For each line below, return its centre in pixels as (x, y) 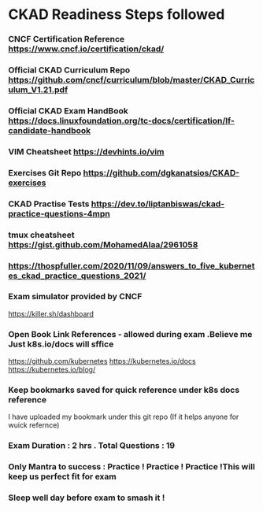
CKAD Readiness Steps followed (117, 15)
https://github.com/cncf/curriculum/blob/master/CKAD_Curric (131, 80)
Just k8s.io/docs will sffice (61, 344)
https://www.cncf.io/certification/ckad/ (86, 49)
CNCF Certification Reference (67, 39)
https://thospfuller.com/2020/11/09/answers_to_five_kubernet (131, 265)
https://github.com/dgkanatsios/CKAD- (161, 172)
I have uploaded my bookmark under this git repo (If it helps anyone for (124, 417)
